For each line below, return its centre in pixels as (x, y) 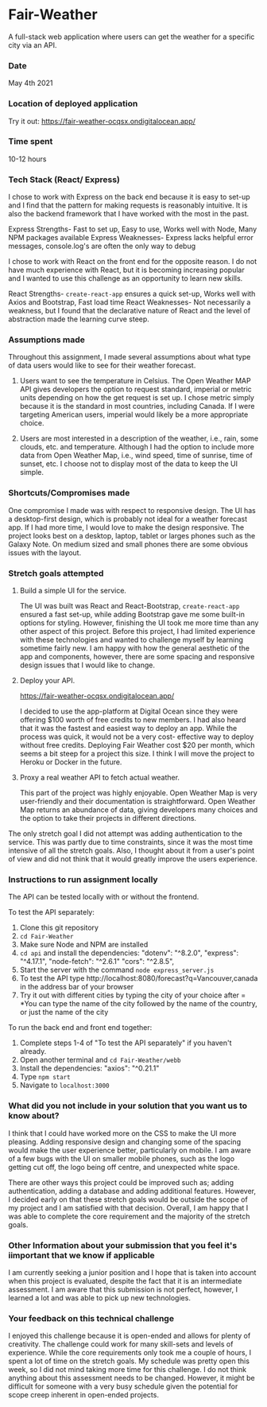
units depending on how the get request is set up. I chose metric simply (137, 398)
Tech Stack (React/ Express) (64, 179)
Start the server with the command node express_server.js (117, 970)
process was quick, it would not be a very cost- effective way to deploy (137, 737)
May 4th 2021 (31, 83)
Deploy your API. (47, 681)
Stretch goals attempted (56, 573)
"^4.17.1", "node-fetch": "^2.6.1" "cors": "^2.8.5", (97, 962)
